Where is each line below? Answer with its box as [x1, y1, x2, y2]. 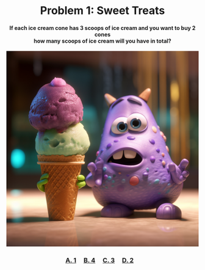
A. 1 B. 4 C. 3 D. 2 [65, 256, 134, 265]
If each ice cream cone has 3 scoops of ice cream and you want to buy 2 [9, 24, 196, 31]
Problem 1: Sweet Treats [40, 4, 165, 18]
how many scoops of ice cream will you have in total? [33, 37, 172, 45]
